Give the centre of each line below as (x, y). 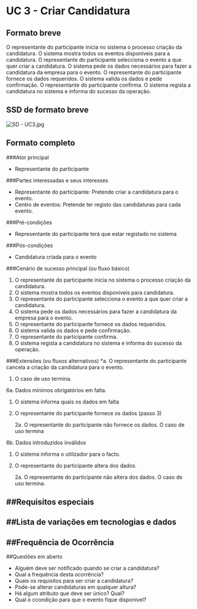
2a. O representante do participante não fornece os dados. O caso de (99, 425)
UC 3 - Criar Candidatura (68, 11)
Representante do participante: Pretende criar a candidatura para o (96, 192)
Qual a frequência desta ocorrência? (59, 575)
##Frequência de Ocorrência (60, 542)
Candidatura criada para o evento (56, 257)
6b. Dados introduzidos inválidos (46, 442)
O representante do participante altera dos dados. (76, 465)
